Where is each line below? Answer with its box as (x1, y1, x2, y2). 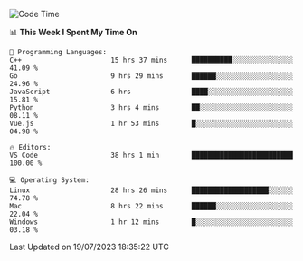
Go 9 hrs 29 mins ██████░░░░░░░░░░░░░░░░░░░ (9, 72, 294, 81)
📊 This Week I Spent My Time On (9, 27, 137, 37)
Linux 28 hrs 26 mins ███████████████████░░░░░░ (9, 186, 294, 195)
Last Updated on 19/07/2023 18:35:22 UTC (9, 241, 169, 252)
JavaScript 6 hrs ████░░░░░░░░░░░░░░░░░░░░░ (9, 87, 294, 96)
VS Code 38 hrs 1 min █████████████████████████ (9, 150, 294, 159)
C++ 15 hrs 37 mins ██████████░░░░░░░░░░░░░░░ (9, 55, 294, 64)
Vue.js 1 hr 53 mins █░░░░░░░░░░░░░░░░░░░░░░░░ (9, 119, 294, 128)
